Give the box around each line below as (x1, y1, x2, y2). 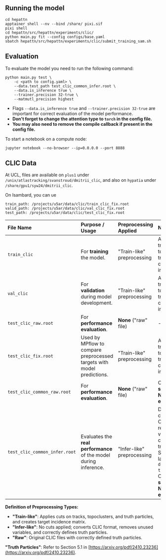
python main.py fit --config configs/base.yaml (5, 34, 105, 39)
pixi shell (5, 26, 28, 31)
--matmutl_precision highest (14, 97, 74, 102)
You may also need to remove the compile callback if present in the (12, 121, 153, 127)
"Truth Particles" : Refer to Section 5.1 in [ (5, 544, 90, 550)
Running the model (5, 4, 65, 12)
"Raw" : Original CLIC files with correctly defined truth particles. (12, 535, 142, 541)
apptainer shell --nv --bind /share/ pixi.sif (5, 21, 103, 26)
